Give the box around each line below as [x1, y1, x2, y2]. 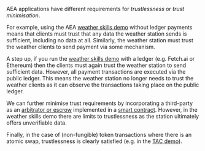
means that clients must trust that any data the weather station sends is [6, 30, 187, 37]
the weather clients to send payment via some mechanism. [6, 43, 155, 50]
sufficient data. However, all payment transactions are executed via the [6, 68, 186, 75]
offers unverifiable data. [6, 119, 67, 126]
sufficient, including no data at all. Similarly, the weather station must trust [6, 37, 193, 44]
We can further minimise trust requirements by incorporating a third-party [6, 99, 193, 107]
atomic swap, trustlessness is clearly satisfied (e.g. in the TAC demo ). [6, 137, 182, 145]
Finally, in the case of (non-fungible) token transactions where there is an [6, 131, 192, 138]
